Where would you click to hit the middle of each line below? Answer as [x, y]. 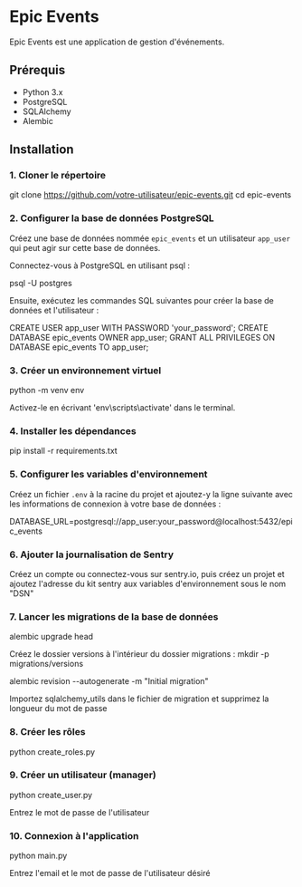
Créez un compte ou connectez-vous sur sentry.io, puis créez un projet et [147, 574]
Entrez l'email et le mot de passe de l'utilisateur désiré [110, 873]
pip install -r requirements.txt [63, 451]
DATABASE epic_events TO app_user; [79, 347]
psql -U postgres [41, 283]
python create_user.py [51, 795]
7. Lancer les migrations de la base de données [114, 616]
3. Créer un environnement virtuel [85, 371]
